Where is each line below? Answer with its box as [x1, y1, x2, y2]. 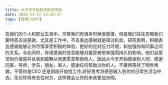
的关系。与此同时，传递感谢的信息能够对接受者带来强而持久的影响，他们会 [5, 49, 158, 55]
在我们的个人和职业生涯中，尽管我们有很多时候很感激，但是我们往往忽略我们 [5, 31, 163, 37]
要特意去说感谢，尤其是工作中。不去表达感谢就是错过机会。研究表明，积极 [5, 37, 158, 43]
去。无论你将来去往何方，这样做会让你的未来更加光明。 [5, 74, 119, 80]
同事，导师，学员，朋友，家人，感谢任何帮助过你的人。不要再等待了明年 [5, 62, 154, 68]
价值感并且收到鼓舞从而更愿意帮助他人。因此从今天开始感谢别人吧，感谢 [13, 56, 163, 62]
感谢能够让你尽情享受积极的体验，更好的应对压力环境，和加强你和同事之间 [9, 43, 163, 49]
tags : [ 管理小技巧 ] [5, 16, 42, 21]
